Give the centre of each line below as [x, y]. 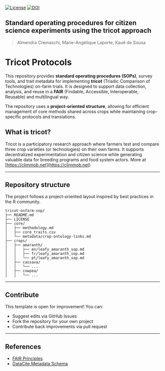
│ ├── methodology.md [29, 228]
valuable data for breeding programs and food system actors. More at [76, 159]
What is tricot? [28, 132]
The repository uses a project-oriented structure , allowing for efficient [77, 106]
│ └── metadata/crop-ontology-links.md [48, 237]
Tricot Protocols [39, 62]
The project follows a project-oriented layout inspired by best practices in [79, 197]
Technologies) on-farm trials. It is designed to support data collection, [76, 86]
